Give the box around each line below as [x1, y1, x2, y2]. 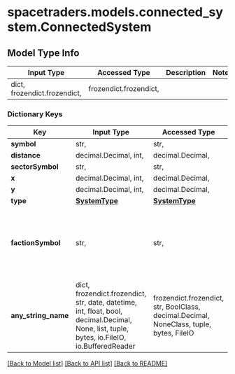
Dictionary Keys [7, 109, 63, 119]
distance [10, 151, 41, 160]
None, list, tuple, [76, 324, 129, 333]
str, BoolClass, [152, 302, 201, 312]
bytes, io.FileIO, [76, 333, 127, 342]
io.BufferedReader [76, 341, 136, 351]
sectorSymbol [10, 162, 59, 172]
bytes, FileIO [152, 328, 194, 338]
